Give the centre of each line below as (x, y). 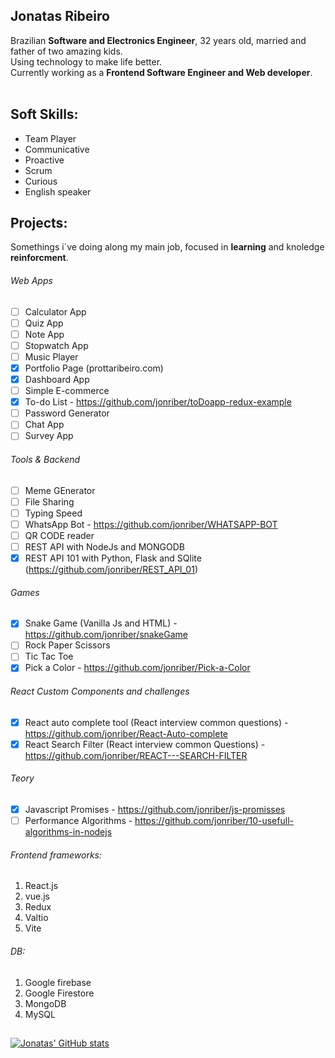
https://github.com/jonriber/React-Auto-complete (126, 733)
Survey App (49, 436)
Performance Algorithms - (78, 821)
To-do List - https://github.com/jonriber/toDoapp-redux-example (158, 402)
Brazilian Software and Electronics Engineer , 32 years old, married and (158, 40)
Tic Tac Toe (49, 656)
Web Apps (31, 281)
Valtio (36, 918)
